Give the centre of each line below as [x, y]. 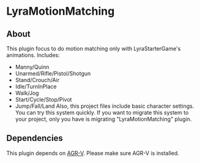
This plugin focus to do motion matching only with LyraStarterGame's [94, 48]
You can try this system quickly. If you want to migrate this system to [102, 112]
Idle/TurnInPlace [36, 86]
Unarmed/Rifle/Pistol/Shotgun [53, 74]
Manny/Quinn [32, 67]
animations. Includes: [33, 55]
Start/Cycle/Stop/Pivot [43, 100]
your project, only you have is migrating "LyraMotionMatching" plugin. [103, 119]
